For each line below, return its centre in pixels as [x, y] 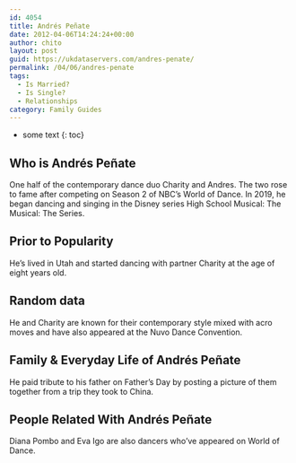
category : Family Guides [56, 109]
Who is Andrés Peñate [73, 163]
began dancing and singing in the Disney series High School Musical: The [145, 204]
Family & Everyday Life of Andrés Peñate [125, 360]
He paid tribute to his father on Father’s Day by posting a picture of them [143, 381]
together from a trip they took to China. [82, 391]
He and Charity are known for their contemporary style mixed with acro [141, 322]
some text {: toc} [53, 135]
